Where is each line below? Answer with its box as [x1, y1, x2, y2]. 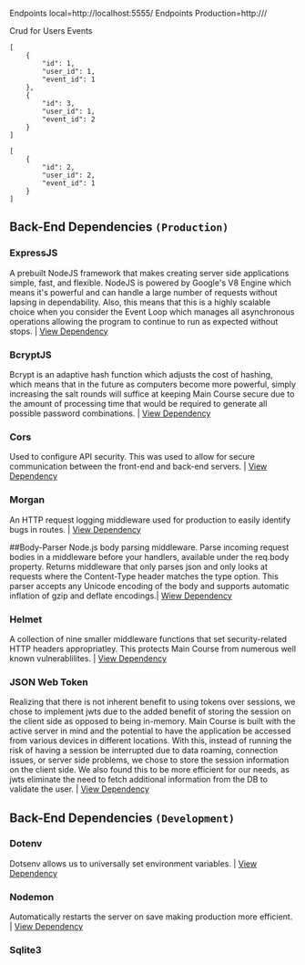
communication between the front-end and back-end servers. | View [9, 461, 268, 472]
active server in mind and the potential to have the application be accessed [9, 725, 291, 737]
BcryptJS [9, 348, 52, 361]
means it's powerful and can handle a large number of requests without [9, 286, 278, 297]
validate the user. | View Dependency [9, 783, 150, 794]
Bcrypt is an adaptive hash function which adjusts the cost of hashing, [9, 368, 273, 379]
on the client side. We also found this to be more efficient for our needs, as [9, 764, 290, 775]
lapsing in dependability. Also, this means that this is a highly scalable [9, 296, 271, 307]
